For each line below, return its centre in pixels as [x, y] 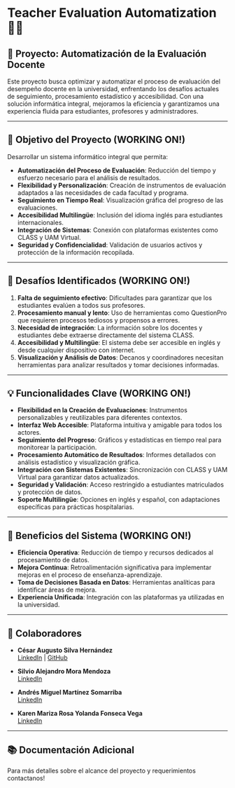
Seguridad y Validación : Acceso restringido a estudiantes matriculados [121, 484]
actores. [29, 433]
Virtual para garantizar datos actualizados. [78, 477]
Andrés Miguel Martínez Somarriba [70, 693]
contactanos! [26, 778]
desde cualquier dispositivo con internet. [76, 350]
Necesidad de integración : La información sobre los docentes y [110, 327]
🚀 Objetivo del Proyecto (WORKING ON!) [96, 140]
